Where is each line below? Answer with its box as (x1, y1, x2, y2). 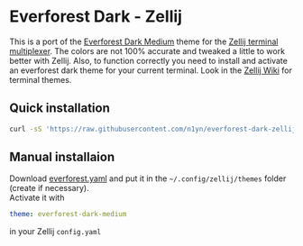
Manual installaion (9, 150, 115, 165)
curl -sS (9, 124, 42, 133)
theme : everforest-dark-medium (9, 210, 127, 219)
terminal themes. (9, 74, 72, 85)
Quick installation (9, 101, 111, 116)
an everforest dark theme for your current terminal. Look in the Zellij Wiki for (9, 65, 293, 76)
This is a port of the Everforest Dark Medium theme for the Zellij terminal (9, 36, 279, 47)
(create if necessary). (9, 183, 89, 194)
